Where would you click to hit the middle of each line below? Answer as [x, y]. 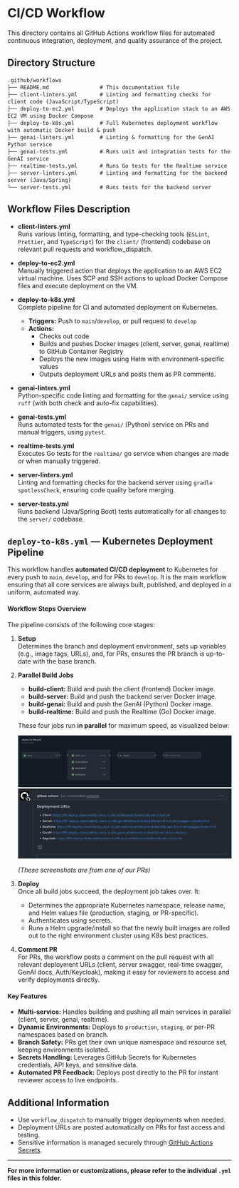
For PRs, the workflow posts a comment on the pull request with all [116, 957]
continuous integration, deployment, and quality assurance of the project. [115, 40]
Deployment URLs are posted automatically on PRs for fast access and [121, 1127]
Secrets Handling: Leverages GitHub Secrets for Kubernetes [107, 1057]
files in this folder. [34, 1178]
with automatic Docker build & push [62, 130]
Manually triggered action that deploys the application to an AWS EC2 [120, 270]
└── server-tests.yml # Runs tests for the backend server [110, 187]
